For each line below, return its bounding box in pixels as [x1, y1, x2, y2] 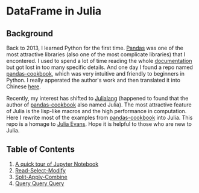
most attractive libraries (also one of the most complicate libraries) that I [6, 51, 186, 58]
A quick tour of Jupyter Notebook [14, 160, 99, 168]
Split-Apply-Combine [14, 173, 68, 180]
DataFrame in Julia [6, 4, 102, 18]
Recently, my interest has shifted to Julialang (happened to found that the [6, 95, 189, 102]
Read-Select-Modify [14, 166, 66, 174]
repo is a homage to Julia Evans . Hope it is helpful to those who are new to [6, 120, 192, 128]
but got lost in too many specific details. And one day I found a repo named [6, 64, 193, 71]
